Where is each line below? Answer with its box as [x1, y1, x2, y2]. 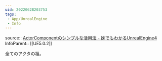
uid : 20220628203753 [5, 7, 48, 12]
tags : [5, 12, 16, 17]
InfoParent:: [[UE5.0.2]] [5, 40, 52, 47]
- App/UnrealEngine [7, 16, 48, 21]
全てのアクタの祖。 [5, 51, 44, 57]
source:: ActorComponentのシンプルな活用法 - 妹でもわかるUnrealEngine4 [5, 35, 157, 41]
